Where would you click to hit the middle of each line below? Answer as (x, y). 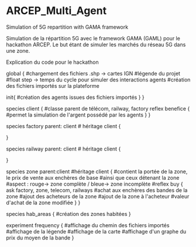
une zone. (18, 50)
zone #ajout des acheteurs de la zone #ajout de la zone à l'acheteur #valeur (98, 196)
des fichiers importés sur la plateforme (53, 85)
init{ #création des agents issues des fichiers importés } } (75, 97)
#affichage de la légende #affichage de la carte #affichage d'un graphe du (96, 231)
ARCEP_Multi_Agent (56, 11)
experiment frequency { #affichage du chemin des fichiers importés (88, 225)
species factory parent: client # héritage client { (63, 126)
